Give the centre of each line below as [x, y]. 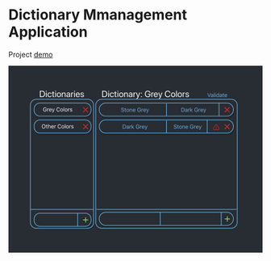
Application [48, 32]
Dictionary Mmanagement [98, 15]
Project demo [31, 54]
